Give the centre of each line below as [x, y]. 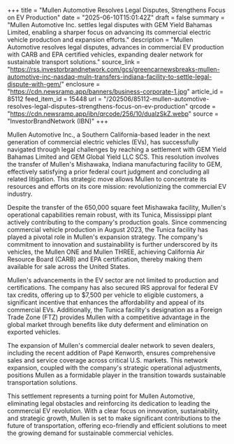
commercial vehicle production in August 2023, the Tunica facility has [108, 230]
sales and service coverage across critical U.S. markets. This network [108, 360]
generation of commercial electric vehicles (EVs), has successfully [103, 142]
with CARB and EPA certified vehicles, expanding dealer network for [105, 54]
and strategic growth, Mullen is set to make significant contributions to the [114, 418]
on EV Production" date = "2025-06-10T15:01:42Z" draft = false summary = [116, 17]
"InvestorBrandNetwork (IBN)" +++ [58, 121]
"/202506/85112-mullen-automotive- [156, 99]
